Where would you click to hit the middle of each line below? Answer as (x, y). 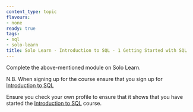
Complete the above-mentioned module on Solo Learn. (73, 67)
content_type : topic (32, 12)
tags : (13, 34)
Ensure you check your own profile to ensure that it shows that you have (94, 97)
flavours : (18, 17)
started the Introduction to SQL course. (54, 103)
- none (14, 23)
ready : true (21, 28)
